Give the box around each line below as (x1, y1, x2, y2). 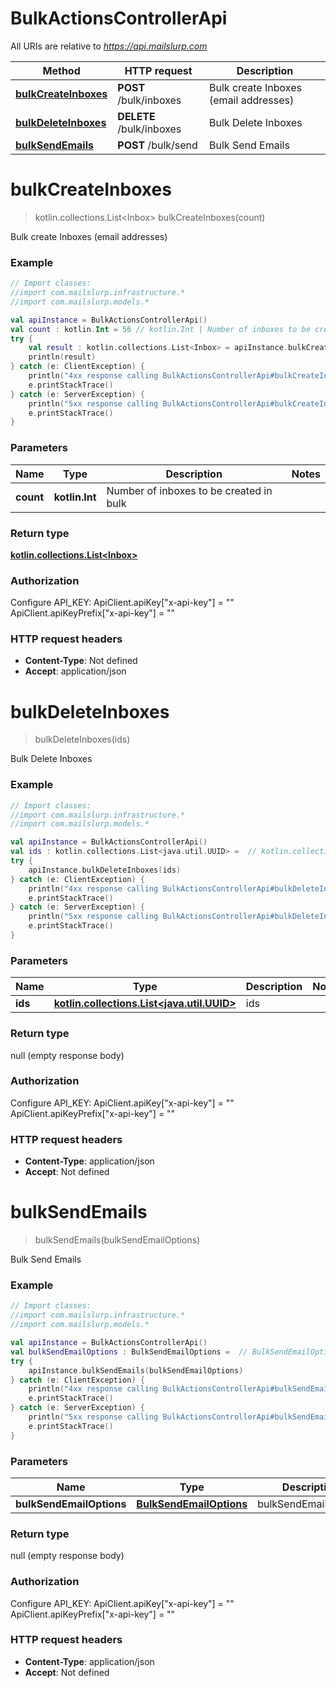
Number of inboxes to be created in (106, 483, 273, 497)
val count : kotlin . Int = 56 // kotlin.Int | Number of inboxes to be (10, 324, 311, 334)
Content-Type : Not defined (24, 655, 138, 667)
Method (42, 63, 81, 77)
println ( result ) (28, 352, 97, 362)
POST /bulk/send (117, 138, 198, 152)
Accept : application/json (24, 665, 127, 677)
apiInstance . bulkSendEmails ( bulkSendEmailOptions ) (28, 1365, 244, 1376)
